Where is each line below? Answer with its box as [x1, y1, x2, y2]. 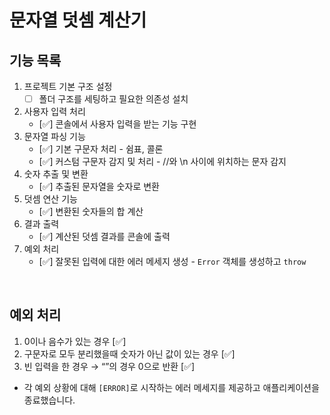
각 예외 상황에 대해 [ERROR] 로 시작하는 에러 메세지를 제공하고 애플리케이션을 [23, 381, 320, 393]
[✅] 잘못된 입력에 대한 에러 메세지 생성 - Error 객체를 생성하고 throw [38, 256, 307, 268]
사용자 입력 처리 [23, 106, 86, 118]
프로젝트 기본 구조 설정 [23, 81, 113, 92]
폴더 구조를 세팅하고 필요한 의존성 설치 [38, 93, 189, 105]
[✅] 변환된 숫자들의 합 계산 [38, 206, 144, 218]
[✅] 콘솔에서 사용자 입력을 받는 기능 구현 [38, 118, 197, 130]
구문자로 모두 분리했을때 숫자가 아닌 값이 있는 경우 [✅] [23, 347, 236, 360]
